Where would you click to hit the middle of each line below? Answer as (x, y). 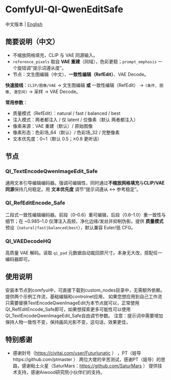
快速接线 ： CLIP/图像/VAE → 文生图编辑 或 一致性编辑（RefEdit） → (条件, (81, 85)
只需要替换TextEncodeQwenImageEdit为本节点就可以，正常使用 (72, 303)
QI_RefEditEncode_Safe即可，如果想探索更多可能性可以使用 (68, 309)
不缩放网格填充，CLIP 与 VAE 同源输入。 (55, 55)
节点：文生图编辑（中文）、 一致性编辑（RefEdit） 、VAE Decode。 (81, 74)
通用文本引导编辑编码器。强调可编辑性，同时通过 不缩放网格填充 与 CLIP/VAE (85, 183)
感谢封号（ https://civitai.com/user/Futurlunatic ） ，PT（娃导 (77, 353)
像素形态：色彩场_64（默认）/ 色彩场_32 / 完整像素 (66, 132)
